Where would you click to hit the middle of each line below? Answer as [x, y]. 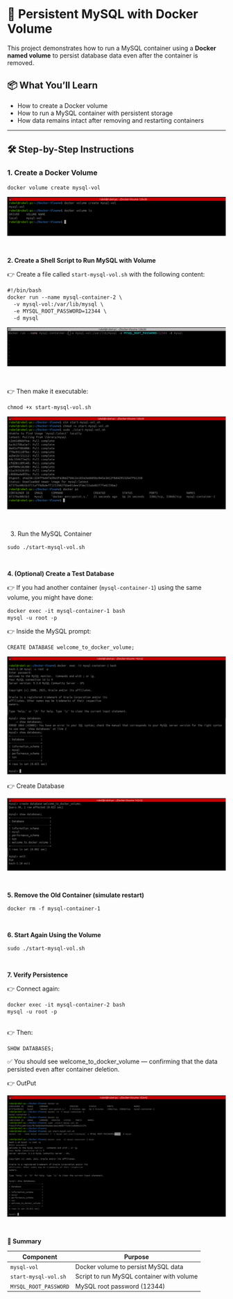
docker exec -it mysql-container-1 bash [67, 611]
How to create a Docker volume [62, 105]
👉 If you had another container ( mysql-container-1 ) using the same [105, 587]
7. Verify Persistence [37, 975]
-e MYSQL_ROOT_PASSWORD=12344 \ [60, 311]
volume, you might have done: [50, 597]
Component [40, 1257]
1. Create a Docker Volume [52, 173]
